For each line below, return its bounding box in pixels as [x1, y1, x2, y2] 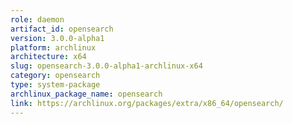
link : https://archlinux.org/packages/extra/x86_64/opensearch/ [10, 98, 284, 108]
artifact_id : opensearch [10, 24, 114, 34]
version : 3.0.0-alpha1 [10, 33, 105, 43]
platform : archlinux [10, 42, 97, 53]
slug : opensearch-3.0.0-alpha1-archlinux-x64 [10, 61, 203, 71]
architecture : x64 [10, 52, 87, 62]
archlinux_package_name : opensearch [10, 89, 163, 99]
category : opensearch [10, 71, 101, 81]
